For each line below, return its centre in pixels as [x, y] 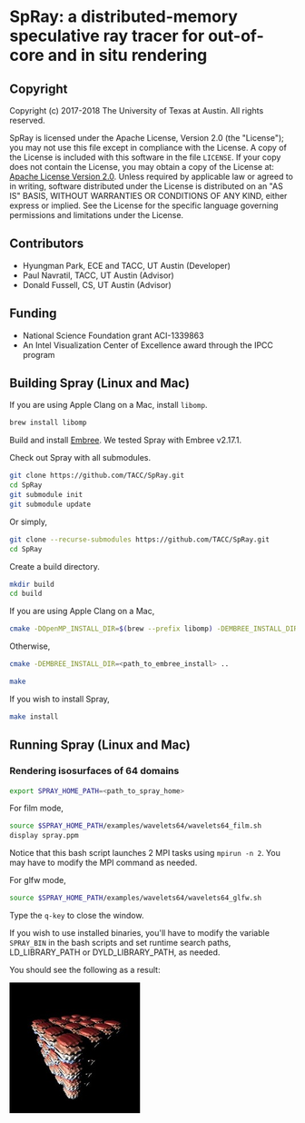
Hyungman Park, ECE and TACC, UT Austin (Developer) [127, 265]
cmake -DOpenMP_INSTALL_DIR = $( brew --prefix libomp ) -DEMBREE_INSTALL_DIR [154, 629]
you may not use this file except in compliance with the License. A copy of [148, 148]
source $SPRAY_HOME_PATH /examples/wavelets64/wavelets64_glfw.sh [135, 898]
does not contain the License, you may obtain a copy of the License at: [142, 167]
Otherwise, [30, 646]
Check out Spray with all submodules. [80, 458]
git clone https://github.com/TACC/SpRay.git [97, 476]
